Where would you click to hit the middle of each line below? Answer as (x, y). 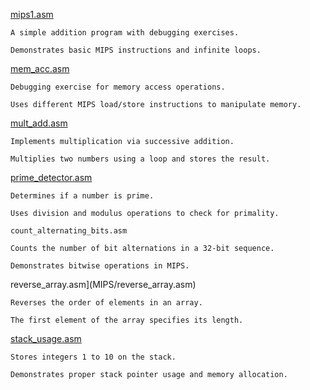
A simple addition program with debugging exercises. (125, 33)
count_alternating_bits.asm (69, 231)
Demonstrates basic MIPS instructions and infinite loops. (136, 50)
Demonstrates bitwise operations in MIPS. (100, 266)
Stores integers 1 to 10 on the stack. (93, 357)
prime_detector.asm (51, 177)
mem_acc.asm (40, 68)
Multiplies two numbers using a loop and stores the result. (140, 159)
